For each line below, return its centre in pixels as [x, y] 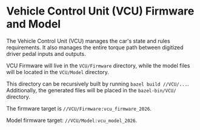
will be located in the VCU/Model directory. [58, 72]
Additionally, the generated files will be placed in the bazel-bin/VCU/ [92, 90]
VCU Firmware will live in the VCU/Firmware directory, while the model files [98, 66]
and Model [34, 24]
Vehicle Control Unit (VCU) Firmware [100, 11]
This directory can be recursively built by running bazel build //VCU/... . [98, 84]
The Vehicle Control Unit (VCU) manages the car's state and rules [88, 41]
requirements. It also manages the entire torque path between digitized [95, 47]
